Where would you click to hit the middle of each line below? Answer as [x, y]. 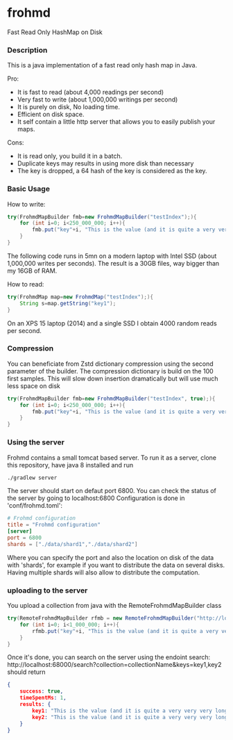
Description [27, 50]
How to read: [26, 284]
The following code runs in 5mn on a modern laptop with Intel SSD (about [112, 256]
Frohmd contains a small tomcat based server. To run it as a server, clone [112, 458]
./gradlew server [32, 478]
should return [27, 672]
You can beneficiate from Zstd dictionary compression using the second [110, 364]
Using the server [36, 442]
